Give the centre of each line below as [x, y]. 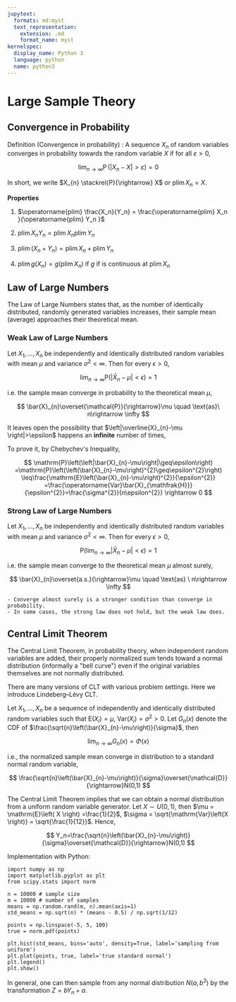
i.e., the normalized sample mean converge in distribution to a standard [111, 757]
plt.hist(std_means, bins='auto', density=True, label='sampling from [113, 944]
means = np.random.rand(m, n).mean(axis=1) [72, 907]
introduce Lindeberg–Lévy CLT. [53, 695]
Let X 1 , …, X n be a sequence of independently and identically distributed [111, 709]
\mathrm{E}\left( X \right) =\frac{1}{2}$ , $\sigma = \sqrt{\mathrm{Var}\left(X [118, 814]
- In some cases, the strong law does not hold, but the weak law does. [116, 612]
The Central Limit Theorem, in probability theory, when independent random [118, 651]
